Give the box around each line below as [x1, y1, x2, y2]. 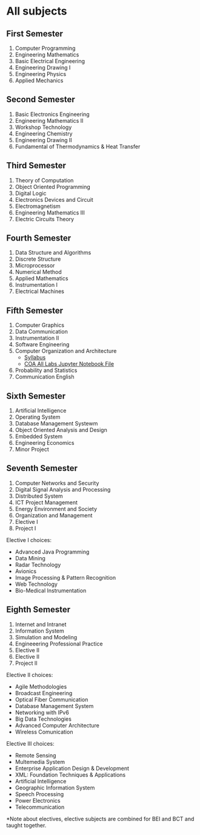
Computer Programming [15, 44, 76, 52]
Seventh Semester [6, 463, 78, 473]
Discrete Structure [15, 255, 61, 263]
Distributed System [15, 492, 64, 500]
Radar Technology [15, 561, 61, 568]
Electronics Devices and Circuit [15, 196, 94, 203]
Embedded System [15, 433, 63, 440]
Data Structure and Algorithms [15, 249, 92, 256]
